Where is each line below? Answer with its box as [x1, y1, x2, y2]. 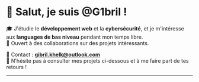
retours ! [6, 63, 27, 70]
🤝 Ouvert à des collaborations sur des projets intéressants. [6, 39, 149, 46]
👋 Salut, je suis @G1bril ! [6, 5, 127, 19]
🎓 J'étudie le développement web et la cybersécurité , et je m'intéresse [6, 25, 185, 32]
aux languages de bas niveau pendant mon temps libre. [6, 33, 143, 40]
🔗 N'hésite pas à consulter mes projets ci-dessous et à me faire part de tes [6, 57, 189, 64]
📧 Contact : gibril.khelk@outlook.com [6, 51, 101, 58]
